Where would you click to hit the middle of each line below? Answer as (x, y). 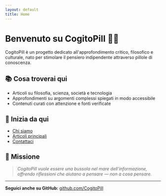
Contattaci (23, 141)
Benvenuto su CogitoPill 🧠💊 (62, 39)
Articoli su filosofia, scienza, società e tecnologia (62, 93)
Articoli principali (29, 136)
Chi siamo (22, 131)
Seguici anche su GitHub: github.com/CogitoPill (54, 188)
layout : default (22, 10)
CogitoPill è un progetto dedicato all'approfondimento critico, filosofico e (79, 52)
